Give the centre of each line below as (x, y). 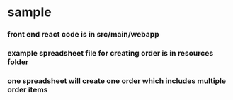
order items (28, 89)
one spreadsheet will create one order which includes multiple (117, 80)
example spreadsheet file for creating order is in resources (110, 54)
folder (18, 62)
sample (29, 12)
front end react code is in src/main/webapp (83, 35)
